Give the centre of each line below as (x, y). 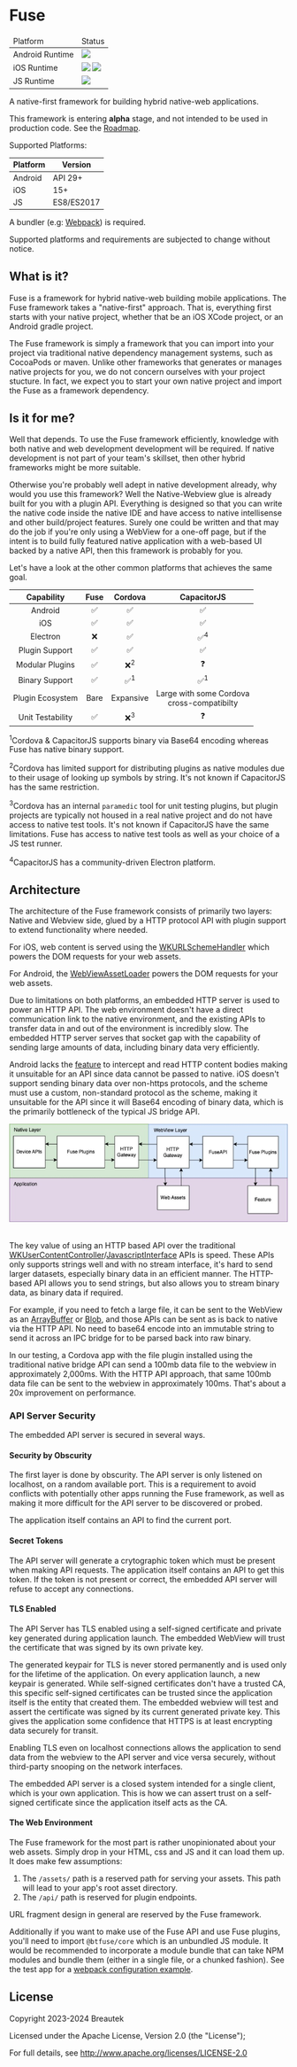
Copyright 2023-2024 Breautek (67, 2018)
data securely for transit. (54, 1730)
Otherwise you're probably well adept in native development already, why (143, 485)
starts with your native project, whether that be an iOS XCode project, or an (146, 316)
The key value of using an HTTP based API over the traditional (122, 1245)
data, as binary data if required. (66, 1292)
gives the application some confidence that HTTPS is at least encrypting (141, 1721)
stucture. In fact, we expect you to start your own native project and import (146, 381)
